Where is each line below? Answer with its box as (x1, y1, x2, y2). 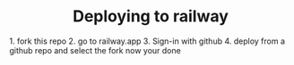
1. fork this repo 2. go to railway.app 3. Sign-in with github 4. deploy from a (9, 36, 285, 46)
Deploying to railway (73, 6, 229, 27)
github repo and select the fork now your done (9, 45, 181, 55)
